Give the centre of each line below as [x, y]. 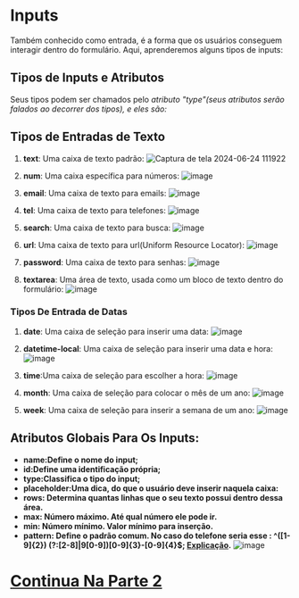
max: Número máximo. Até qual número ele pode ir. [120, 516]
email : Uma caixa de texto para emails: [95, 193]
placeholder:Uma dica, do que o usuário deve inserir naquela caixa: [151, 488]
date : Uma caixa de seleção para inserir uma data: [116, 331]
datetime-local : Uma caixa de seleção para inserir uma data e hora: [148, 348]
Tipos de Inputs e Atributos [87, 78]
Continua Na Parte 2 [87, 581]
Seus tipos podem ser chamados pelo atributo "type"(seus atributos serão [147, 99]
